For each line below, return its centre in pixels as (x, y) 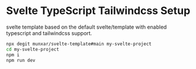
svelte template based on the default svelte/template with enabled (86, 27)
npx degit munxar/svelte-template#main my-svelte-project (79, 44)
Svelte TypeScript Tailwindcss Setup (98, 11)
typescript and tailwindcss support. (49, 33)
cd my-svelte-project (33, 49)
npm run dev (21, 60)
